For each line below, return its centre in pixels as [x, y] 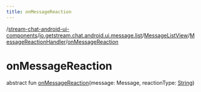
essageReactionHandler [36, 41]
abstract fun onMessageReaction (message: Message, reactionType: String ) [100, 82]
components [22, 35]
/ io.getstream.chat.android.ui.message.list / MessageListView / [114, 35]
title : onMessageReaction [39, 12]
